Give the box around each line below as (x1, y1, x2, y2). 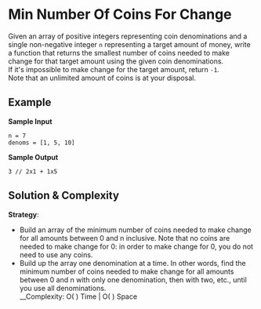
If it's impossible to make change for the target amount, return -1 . (8, 64, 219, 74)
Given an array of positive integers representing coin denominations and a (8, 31, 248, 41)
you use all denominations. (19, 283, 107, 293)
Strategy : (8, 209, 39, 219)
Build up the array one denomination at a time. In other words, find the (19, 258, 246, 267)
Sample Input (8, 116, 53, 126)
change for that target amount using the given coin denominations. (8, 56, 224, 66)
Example (8, 96, 52, 109)
